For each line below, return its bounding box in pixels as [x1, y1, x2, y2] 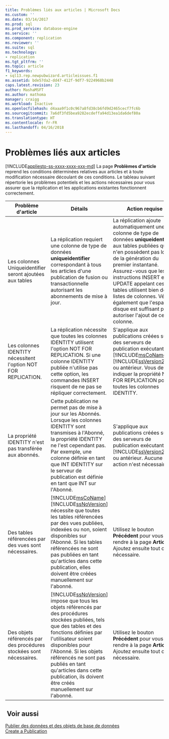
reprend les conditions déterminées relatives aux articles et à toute [5, 169, 144, 175]
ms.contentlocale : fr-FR [5, 120, 57, 125]
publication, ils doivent [50, 673, 104, 680]
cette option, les [50, 371, 89, 378]
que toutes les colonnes [50, 333, 107, 340]
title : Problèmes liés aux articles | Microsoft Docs [5, 7, 121, 13]
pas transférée [8, 445, 43, 452]
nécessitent [8, 355, 36, 362]
